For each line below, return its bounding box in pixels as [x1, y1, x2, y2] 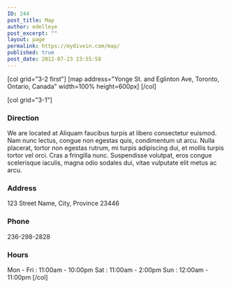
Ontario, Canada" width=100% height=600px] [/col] [7, 82, 157, 91]
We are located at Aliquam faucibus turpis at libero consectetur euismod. [7, 129, 217, 137]
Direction [7, 113, 40, 123]
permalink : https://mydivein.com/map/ [7, 43, 120, 50]
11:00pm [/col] [7, 273, 48, 281]
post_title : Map [7, 17, 54, 24]
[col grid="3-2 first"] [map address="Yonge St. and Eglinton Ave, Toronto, [7, 75, 220, 83]
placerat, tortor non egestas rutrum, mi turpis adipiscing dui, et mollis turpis [7, 144, 225, 152]
